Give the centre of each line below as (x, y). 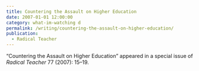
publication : (22, 34)
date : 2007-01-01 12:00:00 (40, 17)
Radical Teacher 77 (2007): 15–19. (48, 62)
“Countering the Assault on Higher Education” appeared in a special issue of (99, 56)
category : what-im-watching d (44, 22)
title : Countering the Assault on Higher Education (71, 12)
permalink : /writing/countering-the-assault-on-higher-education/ (90, 28)
